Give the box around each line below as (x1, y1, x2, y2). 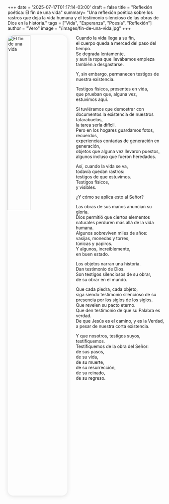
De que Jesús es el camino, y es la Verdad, (76, 318, 164, 324)
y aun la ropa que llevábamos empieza (76, 56, 155, 62)
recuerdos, (76, 133, 98, 138)
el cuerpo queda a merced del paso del (76, 40, 157, 46)
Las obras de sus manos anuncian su (76, 204, 152, 209)
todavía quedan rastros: (76, 168, 125, 174)
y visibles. (76, 184, 96, 190)
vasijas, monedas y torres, (76, 236, 130, 241)
